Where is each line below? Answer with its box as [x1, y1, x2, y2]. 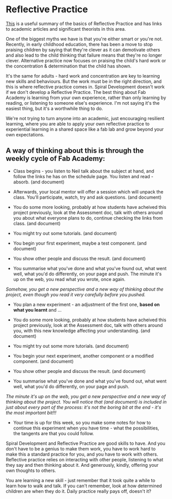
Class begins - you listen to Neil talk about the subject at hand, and [13, 168, 155, 174]
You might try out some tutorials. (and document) [13, 230, 117, 236]
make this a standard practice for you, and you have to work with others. [6, 451, 159, 457]
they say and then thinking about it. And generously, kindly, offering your [6, 462, 159, 468]
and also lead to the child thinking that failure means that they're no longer [6, 52, 162, 58]
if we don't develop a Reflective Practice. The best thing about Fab [6, 89, 146, 95]
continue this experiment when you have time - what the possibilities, [13, 425, 160, 431]
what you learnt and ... [13, 306, 62, 313]
